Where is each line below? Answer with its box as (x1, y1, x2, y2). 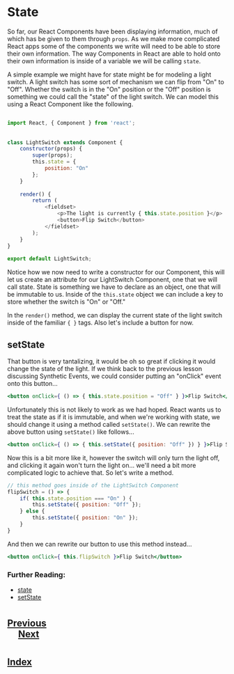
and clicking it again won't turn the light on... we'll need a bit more (7, 461, 196, 469)
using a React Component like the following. (7, 100, 134, 108)
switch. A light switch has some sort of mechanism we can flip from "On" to (7, 77, 224, 86)
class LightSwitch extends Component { (7, 139, 123, 146)
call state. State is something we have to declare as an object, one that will (7, 283, 221, 291)
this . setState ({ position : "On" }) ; (32, 515, 139, 522)
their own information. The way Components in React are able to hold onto (7, 49, 221, 58)
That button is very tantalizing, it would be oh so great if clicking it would (7, 357, 216, 366)
